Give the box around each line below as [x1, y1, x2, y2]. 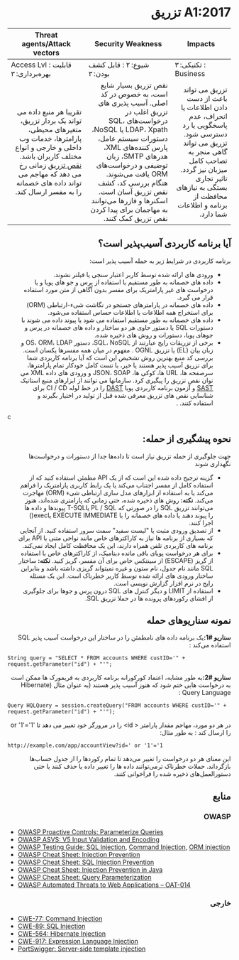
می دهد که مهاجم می [18, 168, 82, 178]
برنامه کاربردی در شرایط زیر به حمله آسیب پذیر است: [89, 257, 231, 265]
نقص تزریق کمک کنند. [103, 213, 168, 223]
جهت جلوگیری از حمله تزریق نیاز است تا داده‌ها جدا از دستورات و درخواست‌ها [28, 452, 231, 460]
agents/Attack [21, 38, 71, 48]
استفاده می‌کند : [189, 641, 231, 649]
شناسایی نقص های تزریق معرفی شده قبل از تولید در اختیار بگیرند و [37, 391, 213, 399]
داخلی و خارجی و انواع [15, 142, 82, 152]
